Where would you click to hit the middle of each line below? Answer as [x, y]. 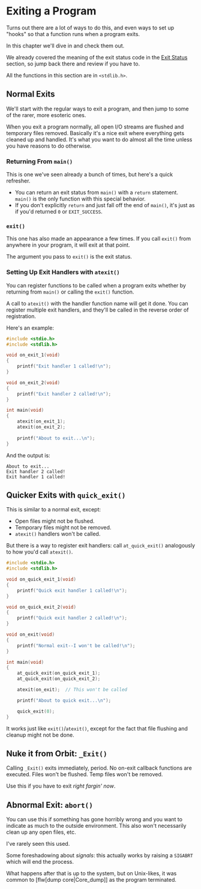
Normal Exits [31, 94]
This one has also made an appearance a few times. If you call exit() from [98, 239]
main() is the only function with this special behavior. [80, 199]
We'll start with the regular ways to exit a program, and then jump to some [97, 109]
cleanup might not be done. [40, 735]
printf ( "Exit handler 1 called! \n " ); [64, 366]
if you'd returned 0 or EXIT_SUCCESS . [59, 212]
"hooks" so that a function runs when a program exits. [73, 34]
